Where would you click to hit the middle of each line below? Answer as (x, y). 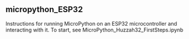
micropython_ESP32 (44, 10)
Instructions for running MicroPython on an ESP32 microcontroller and (91, 23)
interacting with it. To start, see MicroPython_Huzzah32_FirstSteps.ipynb (94, 30)
